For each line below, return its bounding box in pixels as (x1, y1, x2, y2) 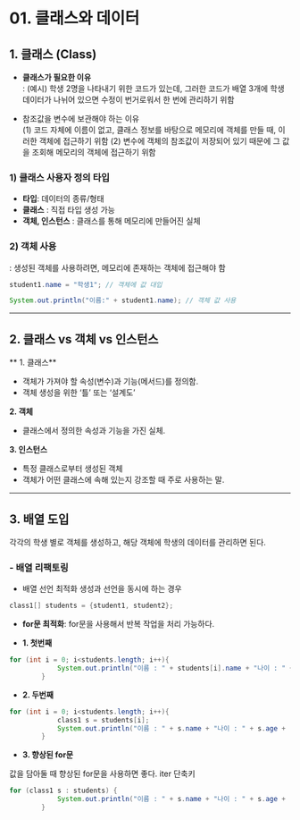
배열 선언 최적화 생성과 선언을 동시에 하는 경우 (21, 583, 182, 595)
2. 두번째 (21, 689, 54, 700)
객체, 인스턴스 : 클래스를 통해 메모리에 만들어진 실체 (21, 216, 201, 226)
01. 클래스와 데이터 (9, 8, 140, 29)
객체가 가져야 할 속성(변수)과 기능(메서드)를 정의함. (21, 376, 199, 387)
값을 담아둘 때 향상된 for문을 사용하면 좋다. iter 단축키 (9, 768, 196, 779)
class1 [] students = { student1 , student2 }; (9, 601, 174, 611)
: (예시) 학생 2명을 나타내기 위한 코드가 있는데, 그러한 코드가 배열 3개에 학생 (21, 83, 285, 94)
